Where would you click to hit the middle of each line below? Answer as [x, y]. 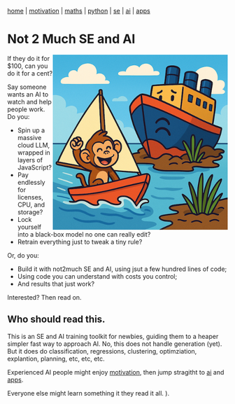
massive [29, 137]
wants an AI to [28, 94]
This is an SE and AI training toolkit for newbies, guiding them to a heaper [113, 336]
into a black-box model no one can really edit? [84, 234]
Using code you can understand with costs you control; [97, 276]
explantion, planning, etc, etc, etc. [56, 358]
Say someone [27, 87]
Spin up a [31, 130]
